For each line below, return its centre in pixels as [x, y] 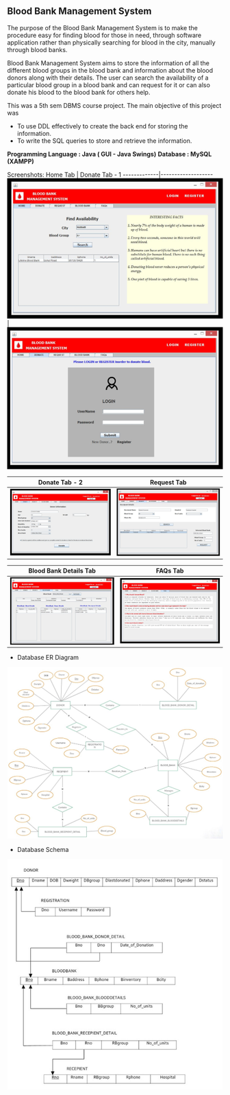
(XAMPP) [21, 161]
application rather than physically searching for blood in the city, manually [111, 42]
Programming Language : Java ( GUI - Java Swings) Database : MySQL [110, 154]
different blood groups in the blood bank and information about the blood [110, 70]
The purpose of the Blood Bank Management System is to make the [103, 27]
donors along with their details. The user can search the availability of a [108, 78]
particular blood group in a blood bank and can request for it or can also [109, 84]
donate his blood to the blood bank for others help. [79, 92]
